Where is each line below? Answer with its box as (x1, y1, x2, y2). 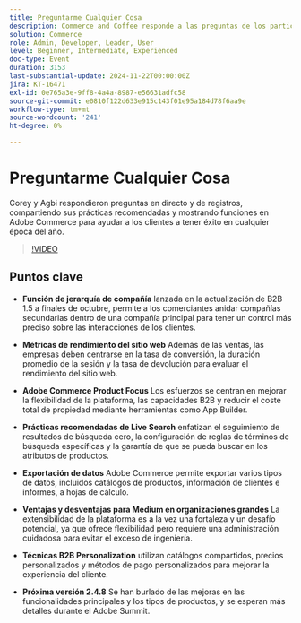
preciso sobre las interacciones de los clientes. (21, 322, 196, 333)
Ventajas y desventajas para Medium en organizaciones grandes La (21, 504, 280, 515)
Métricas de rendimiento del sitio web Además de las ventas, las (21, 339, 264, 350)
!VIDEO (30, 243, 58, 254)
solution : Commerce (9, 30, 82, 39)
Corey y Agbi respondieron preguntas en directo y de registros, (9, 197, 244, 208)
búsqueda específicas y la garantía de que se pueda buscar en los (21, 440, 269, 451)
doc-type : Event (9, 55, 70, 64)
